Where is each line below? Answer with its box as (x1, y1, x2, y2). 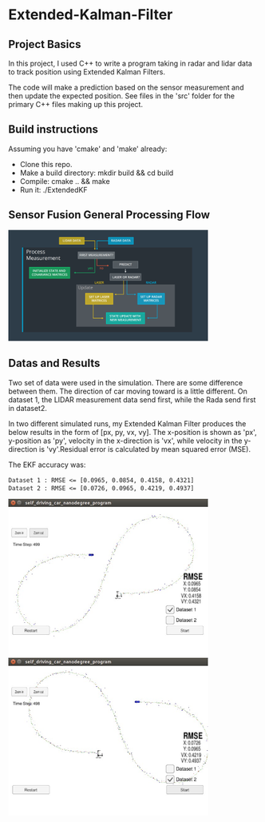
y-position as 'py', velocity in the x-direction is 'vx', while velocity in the (8, 436, 243, 445)
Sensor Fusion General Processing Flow (8, 208, 210, 221)
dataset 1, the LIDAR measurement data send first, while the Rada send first (8, 394, 256, 405)
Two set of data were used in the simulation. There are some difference (8, 377, 243, 387)
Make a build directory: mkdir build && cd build (19, 168, 174, 178)
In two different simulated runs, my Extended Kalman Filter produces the (8, 418, 247, 429)
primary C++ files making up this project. (8, 100, 144, 109)
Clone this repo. (19, 159, 73, 169)
